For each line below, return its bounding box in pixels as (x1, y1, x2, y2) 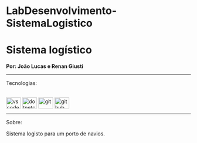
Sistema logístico (6, 43, 92, 57)
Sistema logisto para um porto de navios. (6, 130, 106, 137)
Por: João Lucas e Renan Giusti (6, 63, 84, 70)
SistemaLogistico (6, 16, 93, 30)
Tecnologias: (6, 80, 37, 87)
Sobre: (6, 119, 22, 126)
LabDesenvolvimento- (6, 4, 117, 18)
